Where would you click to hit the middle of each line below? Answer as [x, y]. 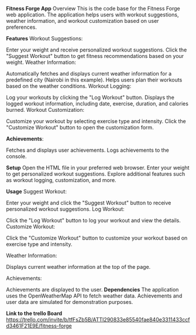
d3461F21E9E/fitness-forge [39, 326]
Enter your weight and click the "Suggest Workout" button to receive [89, 203]
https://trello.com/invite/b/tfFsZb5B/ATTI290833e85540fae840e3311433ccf [98, 319]
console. [17, 156]
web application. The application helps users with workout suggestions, [92, 15]
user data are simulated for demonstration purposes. [70, 302]
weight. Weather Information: [41, 62]
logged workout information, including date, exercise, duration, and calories [97, 104]
